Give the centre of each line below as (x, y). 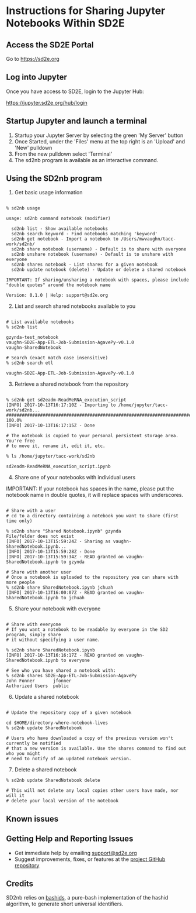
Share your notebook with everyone (57, 609)
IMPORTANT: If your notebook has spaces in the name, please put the (90, 489)
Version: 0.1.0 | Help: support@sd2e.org (57, 296)
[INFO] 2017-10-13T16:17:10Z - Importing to (61, 405)
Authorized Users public (37, 686)
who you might (23, 754)
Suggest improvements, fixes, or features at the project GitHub (90, 859)
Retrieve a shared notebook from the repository (71, 384)
